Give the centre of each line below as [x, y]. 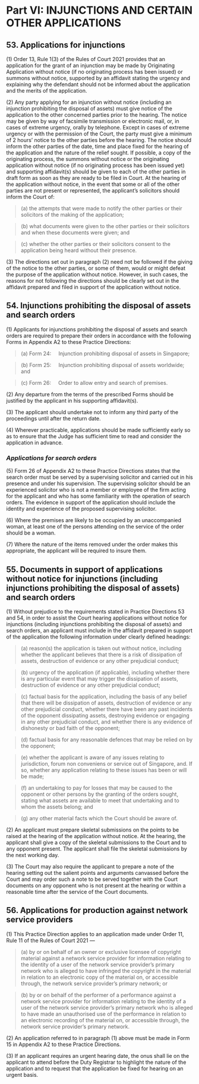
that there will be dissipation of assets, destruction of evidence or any [106, 703]
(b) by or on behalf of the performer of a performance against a [98, 995]
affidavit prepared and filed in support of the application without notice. [94, 287]
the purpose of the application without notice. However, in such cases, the [97, 274]
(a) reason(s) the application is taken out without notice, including [101, 648]
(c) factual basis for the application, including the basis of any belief [104, 696]
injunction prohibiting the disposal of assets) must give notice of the [89, 108]
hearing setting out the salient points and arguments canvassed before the [97, 873]
